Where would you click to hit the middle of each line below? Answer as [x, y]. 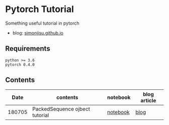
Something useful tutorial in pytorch [42, 23]
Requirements [28, 49]
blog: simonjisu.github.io [38, 33]
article [148, 100]
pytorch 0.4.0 [20, 65]
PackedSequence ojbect [61, 109]
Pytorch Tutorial [40, 9]
